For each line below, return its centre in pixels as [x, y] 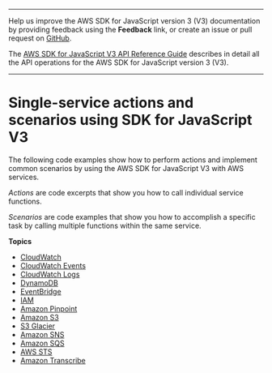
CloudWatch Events [53, 265]
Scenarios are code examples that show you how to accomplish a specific [132, 217]
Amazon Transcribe [53, 360]
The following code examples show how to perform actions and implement [133, 160]
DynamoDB [39, 283]
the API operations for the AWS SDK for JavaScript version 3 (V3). [119, 62]
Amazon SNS [42, 334]
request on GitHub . [40, 38]
